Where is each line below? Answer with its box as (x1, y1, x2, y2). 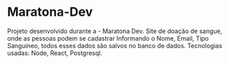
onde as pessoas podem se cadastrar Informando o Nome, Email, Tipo (7, 34, 210, 42)
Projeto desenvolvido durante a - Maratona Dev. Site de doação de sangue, (7, 27, 223, 35)
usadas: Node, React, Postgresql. (7, 49, 103, 57)
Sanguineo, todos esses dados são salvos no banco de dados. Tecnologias (7, 41, 223, 50)
